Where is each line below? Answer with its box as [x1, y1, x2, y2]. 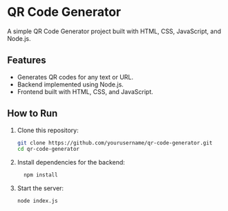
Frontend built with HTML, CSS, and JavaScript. [17, 87, 153, 95]
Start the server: [17, 184, 64, 192]
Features [7, 55, 46, 66]
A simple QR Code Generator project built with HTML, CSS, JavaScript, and [7, 27, 221, 35]
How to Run [7, 108, 58, 120]
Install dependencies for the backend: [17, 158, 126, 167]
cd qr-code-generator [17, 146, 79, 153]
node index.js [17, 198, 58, 205]
